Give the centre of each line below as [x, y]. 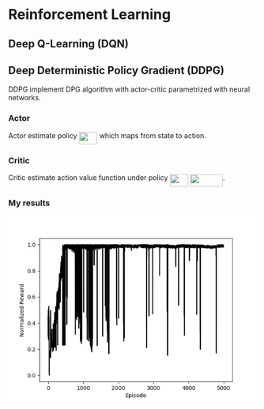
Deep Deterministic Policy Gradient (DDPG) [117, 70]
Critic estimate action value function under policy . [117, 178]
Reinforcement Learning [90, 15]
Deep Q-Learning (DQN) [68, 44]
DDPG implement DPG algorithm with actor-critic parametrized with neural [129, 89]
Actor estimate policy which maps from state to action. [107, 135]
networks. [25, 98]
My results [29, 203]
